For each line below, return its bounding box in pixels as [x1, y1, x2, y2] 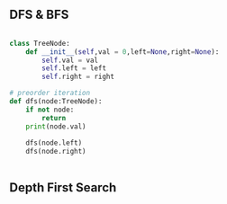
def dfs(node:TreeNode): [9, 97, 103, 106]
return [41, 113, 67, 122]
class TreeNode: [9, 39, 70, 48]
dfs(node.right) [25, 147, 87, 156]
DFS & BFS [9, 7, 69, 22]
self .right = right [41, 72, 115, 82]
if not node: [25, 105, 75, 114]
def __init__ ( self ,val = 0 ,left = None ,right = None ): [25, 47, 220, 57]
